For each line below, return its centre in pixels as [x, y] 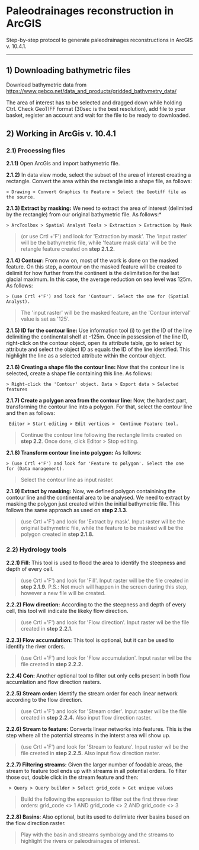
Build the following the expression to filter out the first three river [99, 799]
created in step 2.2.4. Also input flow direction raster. [86, 717]
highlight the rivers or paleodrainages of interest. [80, 841]
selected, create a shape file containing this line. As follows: [79, 373]
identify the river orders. [36, 646]
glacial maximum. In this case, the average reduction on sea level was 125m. [99, 279]
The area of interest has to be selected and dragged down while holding [94, 103]
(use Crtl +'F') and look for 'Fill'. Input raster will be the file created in [105, 580]
